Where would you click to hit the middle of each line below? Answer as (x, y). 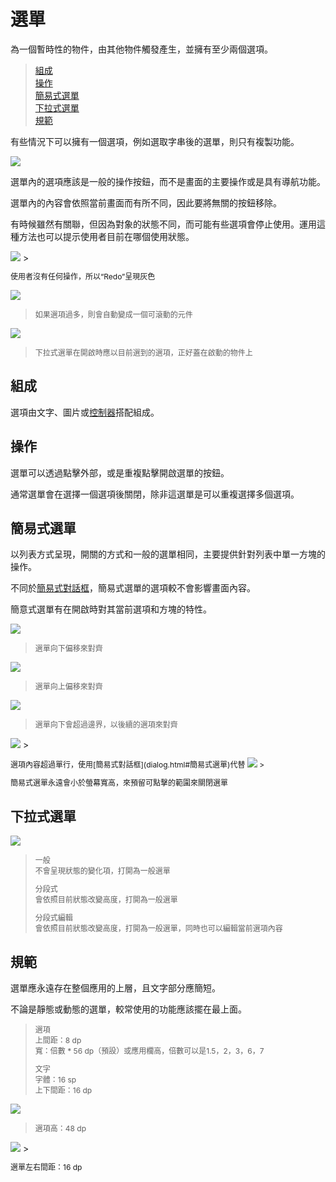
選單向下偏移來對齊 (68, 648)
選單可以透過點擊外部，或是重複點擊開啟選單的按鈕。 (120, 472)
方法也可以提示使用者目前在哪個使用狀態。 (106, 236)
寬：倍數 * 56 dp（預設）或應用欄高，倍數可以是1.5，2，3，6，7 (149, 1051)
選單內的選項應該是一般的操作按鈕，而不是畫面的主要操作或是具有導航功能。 (168, 181)
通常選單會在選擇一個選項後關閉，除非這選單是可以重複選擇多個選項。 (155, 494)
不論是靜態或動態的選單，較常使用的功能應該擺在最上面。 (128, 1009)
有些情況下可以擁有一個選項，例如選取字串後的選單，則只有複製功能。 (155, 141)
